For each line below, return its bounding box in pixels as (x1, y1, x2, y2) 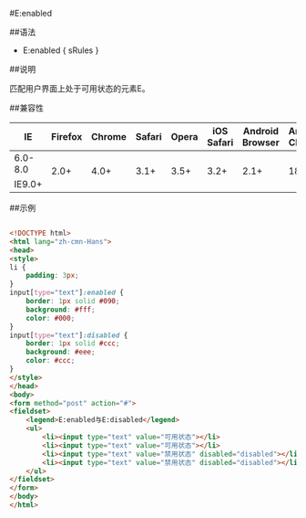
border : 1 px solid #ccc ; (25, 339, 120, 348)
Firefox (51, 131, 83, 143)
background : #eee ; (25, 347, 96, 357)
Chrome (90, 131, 127, 143)
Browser (242, 136, 280, 149)
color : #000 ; (25, 313, 76, 322)
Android (242, 125, 280, 137)
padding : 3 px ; (25, 271, 79, 280)
